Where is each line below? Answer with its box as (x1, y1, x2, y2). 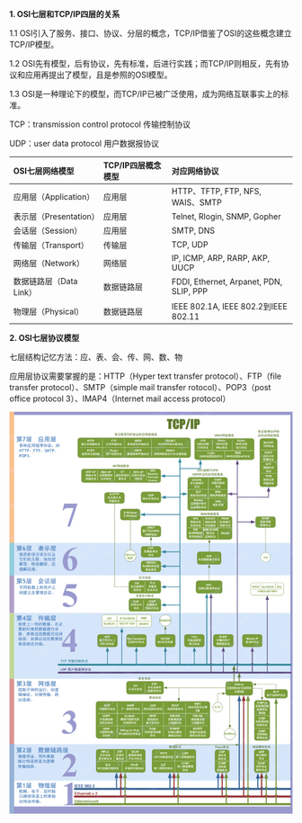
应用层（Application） (13, 191, 95, 201)
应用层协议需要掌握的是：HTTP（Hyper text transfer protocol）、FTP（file (9, 371, 281, 381)
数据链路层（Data (13, 276, 78, 286)
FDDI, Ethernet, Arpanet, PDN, (171, 276, 283, 287)
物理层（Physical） (13, 306, 84, 317)
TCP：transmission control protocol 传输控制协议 (9, 119, 191, 130)
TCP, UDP (171, 239, 209, 250)
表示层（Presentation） (13, 211, 101, 221)
